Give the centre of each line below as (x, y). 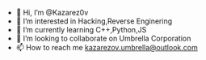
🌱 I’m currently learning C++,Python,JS (81, 30)
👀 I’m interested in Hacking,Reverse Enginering (94, 21)
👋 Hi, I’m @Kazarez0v (52, 13)
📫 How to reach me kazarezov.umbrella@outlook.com (107, 47)
